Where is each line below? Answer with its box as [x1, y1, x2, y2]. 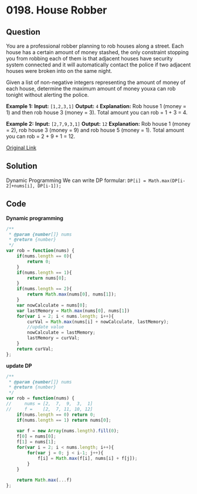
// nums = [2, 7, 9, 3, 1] [6, 401, 93, 406]
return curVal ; [16, 346, 54, 352]
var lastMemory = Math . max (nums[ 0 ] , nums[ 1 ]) [16, 308, 130, 314]
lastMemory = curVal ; [27, 335, 80, 341]
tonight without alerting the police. [6, 92, 89, 98]
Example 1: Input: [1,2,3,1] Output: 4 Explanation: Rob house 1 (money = [6, 103, 186, 109]
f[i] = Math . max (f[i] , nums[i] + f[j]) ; [37, 455, 138, 461]
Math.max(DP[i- [148, 177, 186, 184]
